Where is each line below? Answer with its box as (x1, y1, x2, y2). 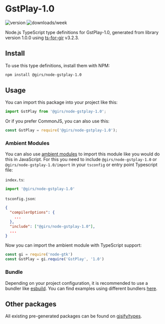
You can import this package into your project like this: (5, 99, 118, 105)
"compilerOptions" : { (10, 210, 55, 215)
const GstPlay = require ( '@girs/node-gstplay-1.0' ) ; (5, 128, 118, 133)
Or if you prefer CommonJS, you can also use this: (5, 118, 110, 124)
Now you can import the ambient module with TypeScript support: (5, 242, 142, 248)
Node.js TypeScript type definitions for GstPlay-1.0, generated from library (5, 29, 159, 35)
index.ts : (5, 177, 25, 183)
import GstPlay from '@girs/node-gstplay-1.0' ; (5, 109, 107, 114)
